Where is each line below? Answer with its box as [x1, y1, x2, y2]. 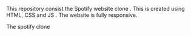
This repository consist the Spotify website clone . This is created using [6, 5, 185, 12]
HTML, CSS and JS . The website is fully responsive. [6, 11, 138, 19]
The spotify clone [6, 23, 50, 30]
